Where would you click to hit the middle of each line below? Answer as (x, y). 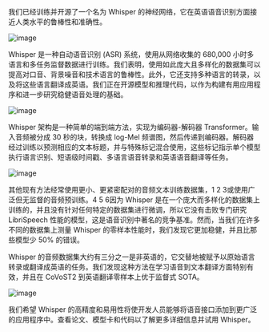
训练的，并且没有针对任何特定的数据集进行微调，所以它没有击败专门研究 (127, 210)
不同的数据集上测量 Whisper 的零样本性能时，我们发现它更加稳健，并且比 (129, 230)
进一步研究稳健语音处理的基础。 (75, 94)
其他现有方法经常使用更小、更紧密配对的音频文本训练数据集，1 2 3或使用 (128, 190)
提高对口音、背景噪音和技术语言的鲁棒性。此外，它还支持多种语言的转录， (131, 74)
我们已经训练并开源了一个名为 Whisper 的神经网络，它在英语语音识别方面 (129, 12)
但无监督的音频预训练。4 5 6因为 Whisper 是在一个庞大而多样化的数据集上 (137, 200)
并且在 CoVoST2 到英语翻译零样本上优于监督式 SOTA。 (113, 277)
